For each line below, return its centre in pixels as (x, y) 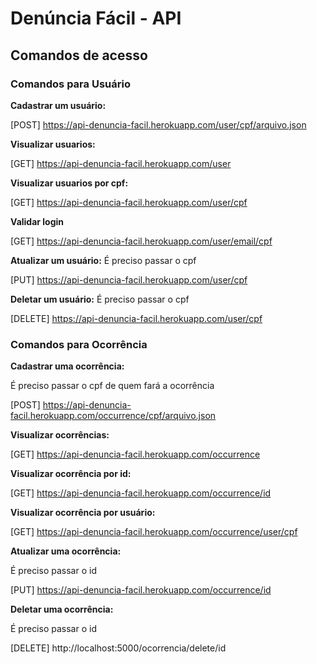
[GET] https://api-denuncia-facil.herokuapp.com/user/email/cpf (141, 241)
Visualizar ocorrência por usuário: (83, 513)
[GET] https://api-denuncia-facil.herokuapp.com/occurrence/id (141, 493)
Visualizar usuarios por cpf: (69, 183)
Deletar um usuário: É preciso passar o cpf (100, 299)
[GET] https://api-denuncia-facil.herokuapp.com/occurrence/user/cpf (154, 532)
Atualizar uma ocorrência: (66, 551)
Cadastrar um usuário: (58, 105)
